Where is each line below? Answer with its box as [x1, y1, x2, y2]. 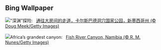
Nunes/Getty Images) [5, 39, 49, 45]
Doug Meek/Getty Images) [5, 23, 60, 29]
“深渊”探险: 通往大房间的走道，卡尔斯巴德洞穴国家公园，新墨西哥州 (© [10, 17, 157, 24]
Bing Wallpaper [5, 4, 54, 12]
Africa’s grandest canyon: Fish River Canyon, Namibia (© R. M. [10, 34, 141, 40]
